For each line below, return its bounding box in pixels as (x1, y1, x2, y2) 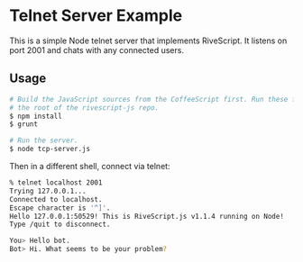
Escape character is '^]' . (9, 203, 111, 212)
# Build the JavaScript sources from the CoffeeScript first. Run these (9, 95, 289, 104)
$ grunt (9, 120, 39, 129)
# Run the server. (9, 136, 78, 145)
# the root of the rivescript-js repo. (9, 103, 160, 113)
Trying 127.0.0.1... (9, 186, 87, 195)
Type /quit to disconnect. (9, 220, 111, 230)
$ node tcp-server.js (9, 145, 91, 154)
